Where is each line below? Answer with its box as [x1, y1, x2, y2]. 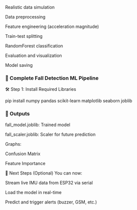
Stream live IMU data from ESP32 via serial [5, 180, 93, 186]
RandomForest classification [5, 43, 64, 49]
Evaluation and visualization [5, 52, 62, 58]
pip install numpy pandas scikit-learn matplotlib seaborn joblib [5, 98, 133, 104]
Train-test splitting [5, 33, 43, 39]
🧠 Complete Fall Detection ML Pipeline [5, 74, 99, 81]
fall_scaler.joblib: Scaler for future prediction [5, 131, 96, 137]
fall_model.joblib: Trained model [5, 122, 70, 128]
